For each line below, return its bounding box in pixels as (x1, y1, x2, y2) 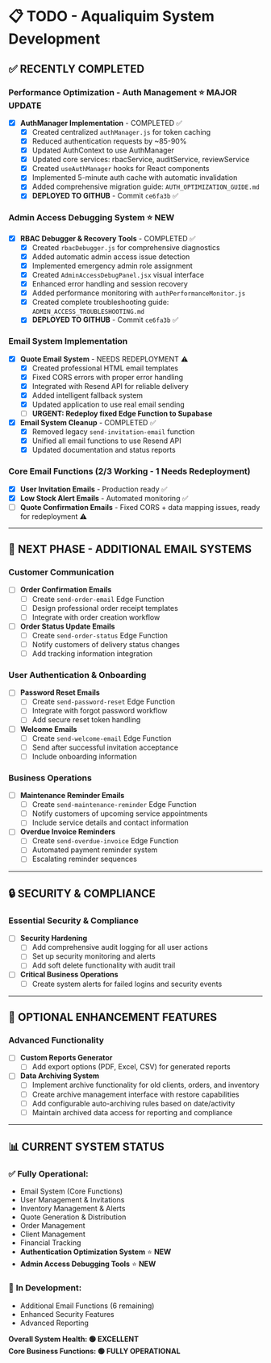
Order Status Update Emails (19, 621, 115, 631)
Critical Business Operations (19, 970, 119, 980)
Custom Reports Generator (19, 1053, 113, 1063)
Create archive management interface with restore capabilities (31, 1089, 240, 1099)
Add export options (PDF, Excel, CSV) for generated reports (31, 1062, 231, 1072)
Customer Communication (8, 567, 115, 578)
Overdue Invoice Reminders (19, 827, 115, 837)
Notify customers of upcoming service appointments (31, 809, 208, 818)
